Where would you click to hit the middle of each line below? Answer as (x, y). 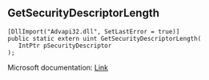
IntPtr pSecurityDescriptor (65, 46)
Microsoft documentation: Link (58, 67)
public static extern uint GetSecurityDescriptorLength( (104, 38)
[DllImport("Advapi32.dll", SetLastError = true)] (94, 31)
